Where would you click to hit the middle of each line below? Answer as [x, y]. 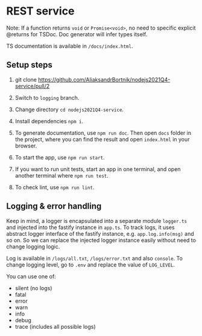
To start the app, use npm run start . [60, 157]
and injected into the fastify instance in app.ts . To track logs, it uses [90, 227]
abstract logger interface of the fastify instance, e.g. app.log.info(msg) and [100, 233]
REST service [40, 11]
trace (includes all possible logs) [55, 326]
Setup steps [29, 65]
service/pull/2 [32, 86]
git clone [26, 79]
